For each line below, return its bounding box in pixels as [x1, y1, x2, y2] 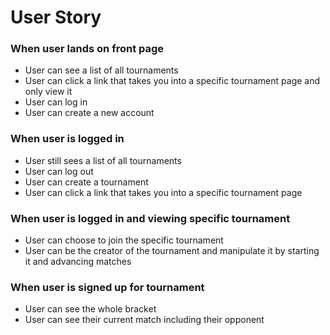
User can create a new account [24, 107, 155, 119]
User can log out [24, 165, 94, 177]
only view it [24, 86, 73, 98]
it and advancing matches [24, 256, 132, 268]
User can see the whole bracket [24, 303, 157, 315]
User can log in [24, 96, 88, 108]
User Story [10, 6, 102, 29]
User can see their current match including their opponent [24, 314, 265, 326]
